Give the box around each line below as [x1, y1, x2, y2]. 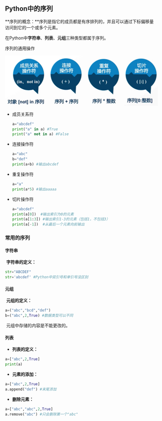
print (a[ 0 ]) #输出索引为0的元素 [12, 212, 74, 217]
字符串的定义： [6, 259, 36, 265]
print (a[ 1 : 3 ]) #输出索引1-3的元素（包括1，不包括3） [12, 217, 110, 222]
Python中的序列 [5, 4, 53, 13]
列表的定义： [12, 346, 38, 352]
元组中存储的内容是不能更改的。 [6, 322, 70, 328]
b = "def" [12, 157, 28, 162]
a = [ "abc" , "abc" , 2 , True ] [5, 406, 53, 411]
